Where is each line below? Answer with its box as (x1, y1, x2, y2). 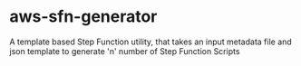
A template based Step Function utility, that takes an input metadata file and (9, 36, 292, 47)
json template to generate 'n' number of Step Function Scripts (9, 45, 240, 56)
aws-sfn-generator (9, 6, 158, 27)
